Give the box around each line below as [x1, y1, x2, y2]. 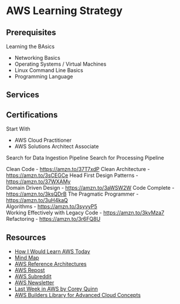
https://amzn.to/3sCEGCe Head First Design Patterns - [6, 172, 139, 179]
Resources [6, 233, 46, 242]
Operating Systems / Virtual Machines [14, 60, 107, 67]
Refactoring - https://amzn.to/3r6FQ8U [6, 216, 101, 223]
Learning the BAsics [6, 43, 55, 50]
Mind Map [14, 254, 39, 261]
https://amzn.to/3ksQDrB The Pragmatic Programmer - [6, 190, 139, 197]
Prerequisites [6, 28, 56, 37]
